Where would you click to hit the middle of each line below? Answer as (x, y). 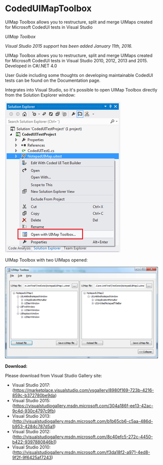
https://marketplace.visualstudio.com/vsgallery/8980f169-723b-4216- (84, 391)
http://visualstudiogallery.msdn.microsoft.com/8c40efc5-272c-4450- (83, 437)
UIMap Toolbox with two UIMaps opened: (47, 260)
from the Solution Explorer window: (40, 95)
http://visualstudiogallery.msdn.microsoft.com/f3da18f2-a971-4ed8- (82, 452)
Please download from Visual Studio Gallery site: (54, 376)
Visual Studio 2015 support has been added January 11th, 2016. (69, 46)
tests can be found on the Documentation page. (53, 80)
